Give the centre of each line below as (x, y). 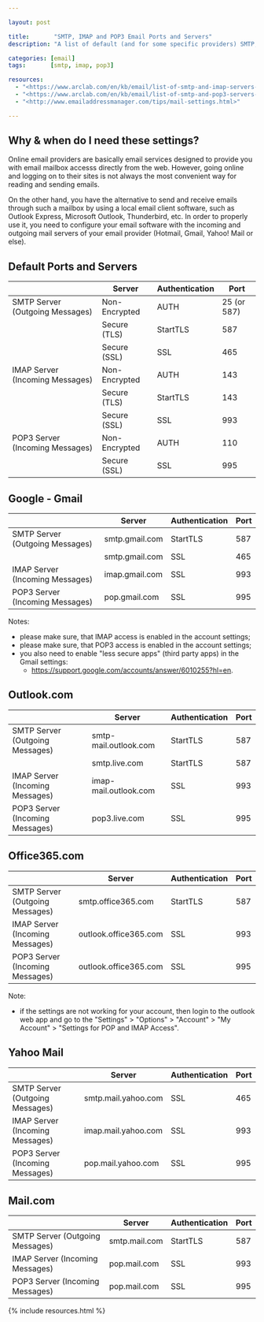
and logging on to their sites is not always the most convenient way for (123, 176)
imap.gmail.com (134, 575)
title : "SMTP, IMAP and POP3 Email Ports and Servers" (110, 36)
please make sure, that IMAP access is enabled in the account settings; (135, 637)
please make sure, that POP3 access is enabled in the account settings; (136, 645)
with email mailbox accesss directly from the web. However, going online (126, 168)
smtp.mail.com (136, 1241)
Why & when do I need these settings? (104, 141)
